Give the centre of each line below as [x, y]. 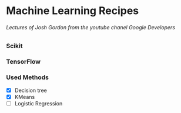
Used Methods [27, 77]
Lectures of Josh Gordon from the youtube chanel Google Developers [90, 27]
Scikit [14, 46]
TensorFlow [24, 61]
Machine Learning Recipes [73, 11]
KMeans [25, 97]
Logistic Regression [38, 103]
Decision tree [31, 90]
